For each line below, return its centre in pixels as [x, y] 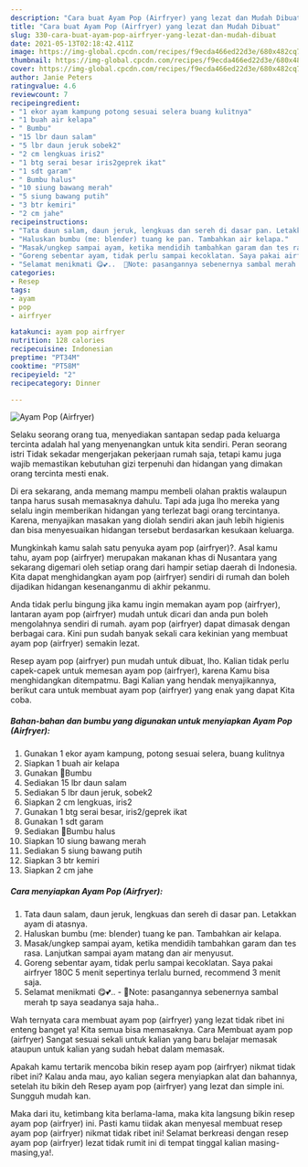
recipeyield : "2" [43, 375]
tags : [21, 290]
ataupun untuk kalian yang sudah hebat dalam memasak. [117, 1049]
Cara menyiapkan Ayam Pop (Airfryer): [87, 891]
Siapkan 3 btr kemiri [61, 861]
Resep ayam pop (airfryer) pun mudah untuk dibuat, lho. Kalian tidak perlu [150, 661]
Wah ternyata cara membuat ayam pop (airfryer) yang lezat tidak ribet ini [148, 1020]
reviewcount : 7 [39, 94]
